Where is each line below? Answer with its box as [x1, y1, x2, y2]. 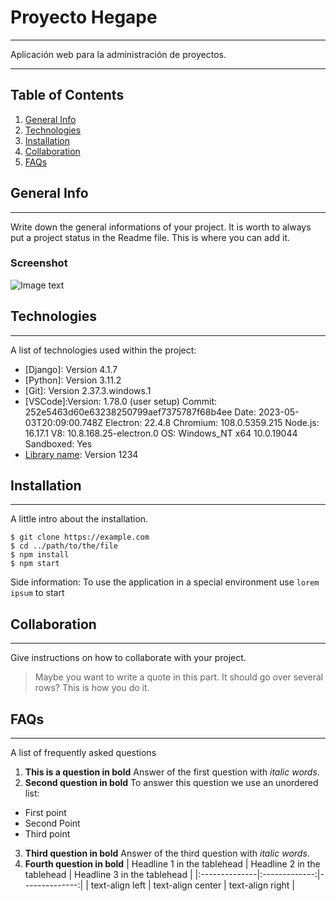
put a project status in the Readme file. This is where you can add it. [10, 231, 291, 243]
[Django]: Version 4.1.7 [24, 363, 118, 375]
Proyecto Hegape [10, 6, 158, 29]
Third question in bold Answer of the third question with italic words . [24, 847, 310, 860]
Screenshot [10, 256, 68, 270]
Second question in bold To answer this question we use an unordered [24, 777, 319, 789]
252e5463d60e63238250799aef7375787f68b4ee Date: [24, 406, 257, 418]
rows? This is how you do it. [34, 682, 150, 694]
